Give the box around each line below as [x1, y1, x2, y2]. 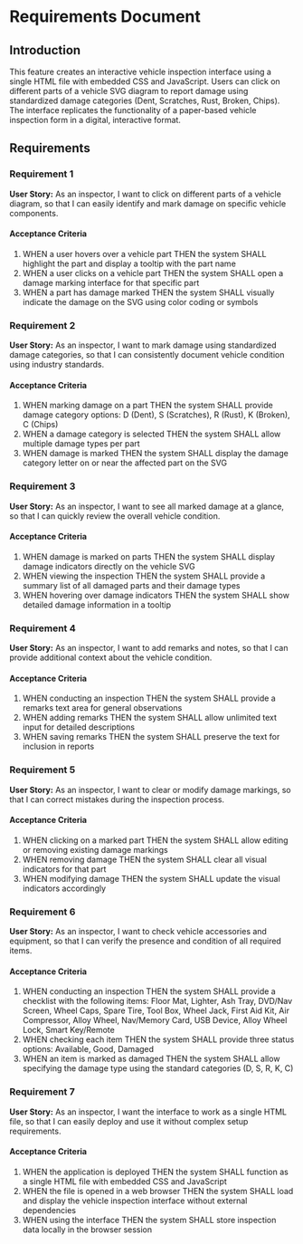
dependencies [22, 1204, 77, 1215]
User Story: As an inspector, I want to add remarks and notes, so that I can [9, 643, 289, 654]
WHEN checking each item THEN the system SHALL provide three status [22, 1034, 295, 1045]
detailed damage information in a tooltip [22, 599, 172, 610]
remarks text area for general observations [22, 703, 183, 713]
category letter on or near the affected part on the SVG [22, 457, 228, 468]
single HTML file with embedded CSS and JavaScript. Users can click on [9, 76, 280, 87]
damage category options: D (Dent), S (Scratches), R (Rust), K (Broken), [22, 409, 291, 420]
